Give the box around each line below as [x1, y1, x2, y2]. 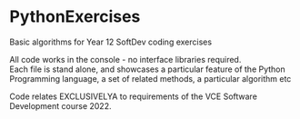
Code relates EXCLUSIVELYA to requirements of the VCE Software [9, 91, 257, 102]
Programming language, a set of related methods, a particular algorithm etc [9, 73, 292, 84]
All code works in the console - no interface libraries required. [9, 54, 242, 64]
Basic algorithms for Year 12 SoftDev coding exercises [9, 36, 212, 47]
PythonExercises [9, 6, 141, 27]
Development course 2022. [9, 100, 112, 111]
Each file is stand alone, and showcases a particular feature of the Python [9, 64, 286, 74]
